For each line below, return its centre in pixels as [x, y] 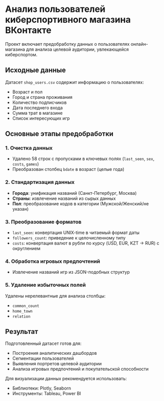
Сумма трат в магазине [37, 113]
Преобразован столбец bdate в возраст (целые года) [68, 169]
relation [21, 317]
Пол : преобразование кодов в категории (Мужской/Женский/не [81, 203]
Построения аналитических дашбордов [55, 353]
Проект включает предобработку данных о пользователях [67, 44]
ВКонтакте [28, 30]
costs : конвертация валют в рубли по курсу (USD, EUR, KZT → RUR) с [86, 243]
